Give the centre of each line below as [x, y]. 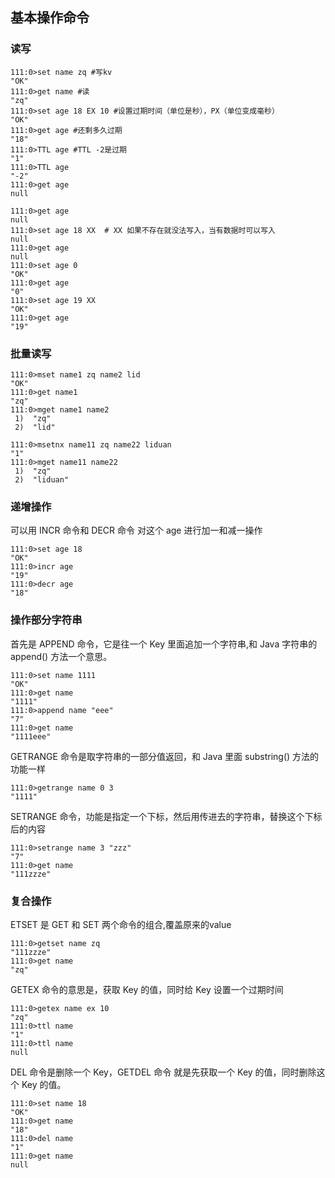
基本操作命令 [50, 18]
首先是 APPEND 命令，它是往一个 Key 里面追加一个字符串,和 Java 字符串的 [164, 644]
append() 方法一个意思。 [61, 656]
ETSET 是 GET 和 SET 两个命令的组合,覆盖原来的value [121, 924]
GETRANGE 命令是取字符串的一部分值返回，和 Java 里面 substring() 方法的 [165, 756]
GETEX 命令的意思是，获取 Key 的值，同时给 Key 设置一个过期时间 [147, 989]
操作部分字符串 [46, 620]
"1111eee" [31, 736]
